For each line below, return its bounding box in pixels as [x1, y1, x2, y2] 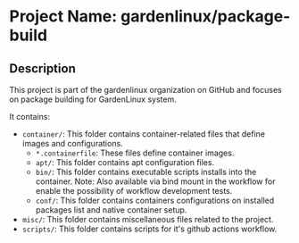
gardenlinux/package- [120, 6, 291, 27]
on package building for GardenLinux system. [9, 94, 177, 105]
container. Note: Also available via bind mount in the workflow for [35, 176, 276, 187]
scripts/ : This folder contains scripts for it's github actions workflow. [21, 223, 278, 234]
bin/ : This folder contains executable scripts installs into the [35, 167, 257, 177]
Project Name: [9, 6, 118, 27]
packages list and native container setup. [35, 205, 187, 215]
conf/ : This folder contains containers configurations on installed [35, 195, 275, 205]
